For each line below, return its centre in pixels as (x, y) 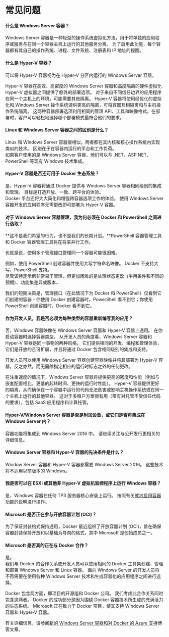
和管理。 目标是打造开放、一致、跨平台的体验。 (54, 192)
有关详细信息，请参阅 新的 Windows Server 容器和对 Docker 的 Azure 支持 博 (84, 623)
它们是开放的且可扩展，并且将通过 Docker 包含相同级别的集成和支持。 (78, 350)
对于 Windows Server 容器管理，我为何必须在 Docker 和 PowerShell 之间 (81, 217)
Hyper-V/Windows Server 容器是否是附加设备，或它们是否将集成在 (75, 415)
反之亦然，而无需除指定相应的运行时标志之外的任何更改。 (73, 366)
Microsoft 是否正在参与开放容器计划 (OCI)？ (51, 514)
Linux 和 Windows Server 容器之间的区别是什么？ (57, 130)
